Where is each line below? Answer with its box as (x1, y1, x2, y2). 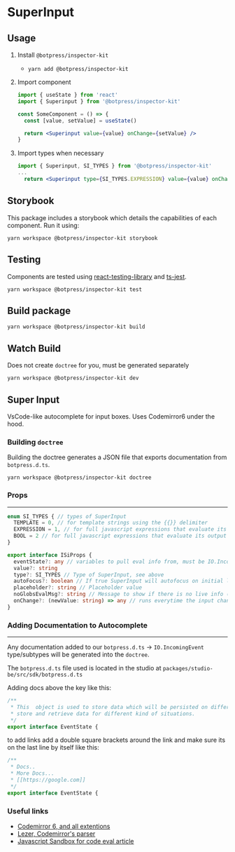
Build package (7, 304, 71, 316)
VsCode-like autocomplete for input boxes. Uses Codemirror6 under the (7, 412, 215, 421)
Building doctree (7, 437, 64, 447)
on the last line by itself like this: (7, 743, 99, 752)
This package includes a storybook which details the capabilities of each (7, 213, 218, 222)
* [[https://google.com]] (10, 776, 86, 784)
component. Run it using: (7, 221, 80, 229)
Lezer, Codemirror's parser (17, 830, 96, 838)
